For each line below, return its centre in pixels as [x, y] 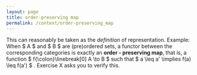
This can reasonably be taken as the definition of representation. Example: [98, 40]
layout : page [22, 12]
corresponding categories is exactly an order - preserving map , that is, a [96, 53]
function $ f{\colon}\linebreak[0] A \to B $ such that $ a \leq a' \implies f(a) [99, 59]
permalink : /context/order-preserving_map [60, 23]
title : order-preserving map [43, 17]
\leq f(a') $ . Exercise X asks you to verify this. [63, 65]
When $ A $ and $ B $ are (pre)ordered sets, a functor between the [89, 46]
